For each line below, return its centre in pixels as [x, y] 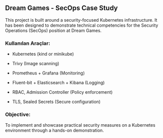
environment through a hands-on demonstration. [55, 131]
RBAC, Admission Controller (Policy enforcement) [62, 92]
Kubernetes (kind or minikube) [43, 54]
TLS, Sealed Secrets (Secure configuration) [56, 102]
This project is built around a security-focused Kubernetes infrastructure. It [81, 20]
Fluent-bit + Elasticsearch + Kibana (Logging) [58, 83]
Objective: [18, 114]
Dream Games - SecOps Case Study [62, 8]
